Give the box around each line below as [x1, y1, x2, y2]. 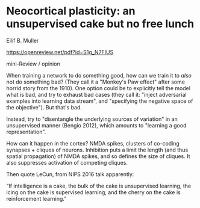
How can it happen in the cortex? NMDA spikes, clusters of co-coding [6, 139, 180, 147]
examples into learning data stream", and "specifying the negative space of [6, 97, 193, 105]
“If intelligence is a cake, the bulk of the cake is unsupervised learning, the [6, 182, 192, 189]
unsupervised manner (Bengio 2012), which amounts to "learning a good [6, 121, 187, 129]
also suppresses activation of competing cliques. [6, 159, 128, 166]
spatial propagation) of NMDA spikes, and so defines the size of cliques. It [6, 152, 191, 160]
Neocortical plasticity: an [6, 4, 136, 18]
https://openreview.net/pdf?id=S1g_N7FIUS [6, 48, 114, 55]
